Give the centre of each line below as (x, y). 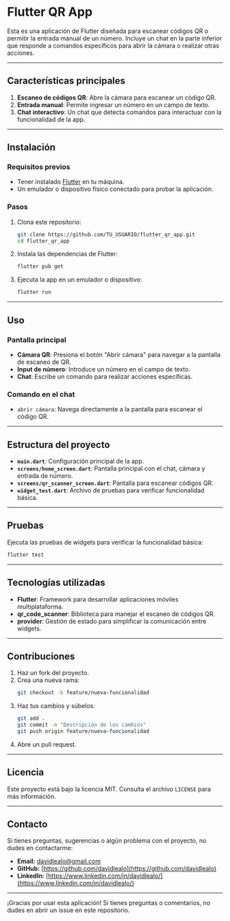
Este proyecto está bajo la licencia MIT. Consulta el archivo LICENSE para (109, 789)
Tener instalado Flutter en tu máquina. (71, 182)
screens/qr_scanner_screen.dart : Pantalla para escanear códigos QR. (115, 483)
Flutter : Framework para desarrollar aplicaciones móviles (98, 599)
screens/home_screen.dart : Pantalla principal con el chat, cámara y (111, 468)
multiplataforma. (40, 606)
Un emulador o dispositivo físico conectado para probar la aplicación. (115, 189)
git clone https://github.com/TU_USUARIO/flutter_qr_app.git (106, 234)
